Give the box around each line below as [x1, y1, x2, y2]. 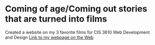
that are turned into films [5, 13, 107, 24]
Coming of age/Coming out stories [5, 3, 147, 14]
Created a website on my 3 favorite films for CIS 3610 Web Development [5, 29, 150, 35]
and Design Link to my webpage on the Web [5, 34, 94, 40]
